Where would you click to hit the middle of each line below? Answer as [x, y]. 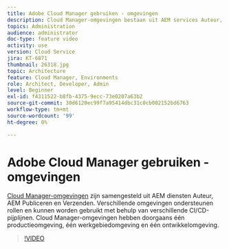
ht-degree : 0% [28, 122]
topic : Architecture [37, 71]
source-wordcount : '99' [41, 116]
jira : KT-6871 [28, 58]
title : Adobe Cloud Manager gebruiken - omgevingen [83, 13]
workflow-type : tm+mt [38, 109]
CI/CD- [199, 210]
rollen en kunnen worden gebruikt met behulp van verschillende [97, 210]
